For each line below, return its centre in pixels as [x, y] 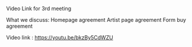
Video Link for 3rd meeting [39, 9]
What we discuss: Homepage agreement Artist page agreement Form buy [96, 20]
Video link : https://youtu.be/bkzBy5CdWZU [60, 37]
